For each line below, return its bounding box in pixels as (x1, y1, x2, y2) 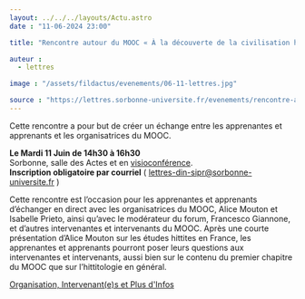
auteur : (9, 54, 43, 63)
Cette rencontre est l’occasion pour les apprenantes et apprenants (9, 194, 258, 205)
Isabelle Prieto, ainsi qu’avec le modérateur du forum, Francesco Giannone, (9, 213, 290, 224)
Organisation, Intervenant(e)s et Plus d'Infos (9, 278, 174, 290)
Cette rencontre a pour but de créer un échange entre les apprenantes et (9, 120, 283, 131)
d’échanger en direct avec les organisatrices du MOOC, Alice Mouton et (9, 203, 279, 214)
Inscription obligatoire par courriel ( (9, 167, 147, 178)
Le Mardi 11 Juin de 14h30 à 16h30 (9, 147, 141, 159)
